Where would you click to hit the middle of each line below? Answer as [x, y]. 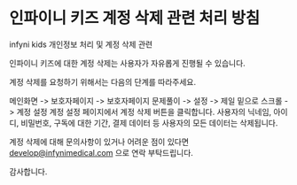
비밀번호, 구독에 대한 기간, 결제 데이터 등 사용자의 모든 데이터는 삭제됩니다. [149, 123]
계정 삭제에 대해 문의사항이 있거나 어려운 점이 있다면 [99, 142]
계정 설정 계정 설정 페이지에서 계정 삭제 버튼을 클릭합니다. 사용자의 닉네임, [144, 112]
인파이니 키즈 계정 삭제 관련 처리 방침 [134, 18]
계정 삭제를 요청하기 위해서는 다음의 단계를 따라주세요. [103, 81]
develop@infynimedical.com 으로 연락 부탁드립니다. [101, 152]
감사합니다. [28, 171]
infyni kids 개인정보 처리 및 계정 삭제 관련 [81, 44]
